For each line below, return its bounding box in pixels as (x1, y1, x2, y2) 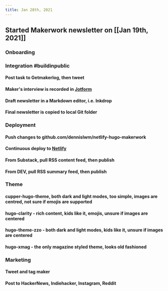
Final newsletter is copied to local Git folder (5, 109, 98, 115)
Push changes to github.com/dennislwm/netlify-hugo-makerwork (5, 134, 146, 140)
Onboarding (5, 49, 35, 56)
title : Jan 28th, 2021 (5, 7, 53, 13)
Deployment (5, 121, 36, 128)
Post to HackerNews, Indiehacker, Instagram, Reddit (5, 280, 116, 286)
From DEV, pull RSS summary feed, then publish (5, 169, 107, 175)
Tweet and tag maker (5, 269, 50, 275)
